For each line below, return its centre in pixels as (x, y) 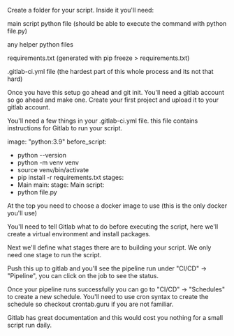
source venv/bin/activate (53, 170)
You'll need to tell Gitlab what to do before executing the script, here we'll (113, 227)
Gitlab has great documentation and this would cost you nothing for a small (115, 318)
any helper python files (40, 44)
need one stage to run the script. (54, 255)
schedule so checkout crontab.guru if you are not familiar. (90, 304)
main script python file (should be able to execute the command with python (117, 23)
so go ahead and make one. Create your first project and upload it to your (113, 100)
